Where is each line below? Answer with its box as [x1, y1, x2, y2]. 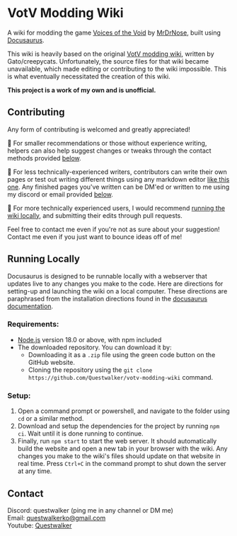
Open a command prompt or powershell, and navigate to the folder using [17, 407, 230, 415]
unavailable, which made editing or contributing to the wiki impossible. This [7, 64, 227, 73]
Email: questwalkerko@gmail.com [7, 513, 106, 522]
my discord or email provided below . [7, 190, 113, 199]
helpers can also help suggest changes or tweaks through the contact [7, 146, 212, 155]
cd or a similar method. [17, 414, 84, 423]
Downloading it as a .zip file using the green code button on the [28, 350, 216, 359]
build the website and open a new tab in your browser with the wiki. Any [17, 444, 228, 453]
